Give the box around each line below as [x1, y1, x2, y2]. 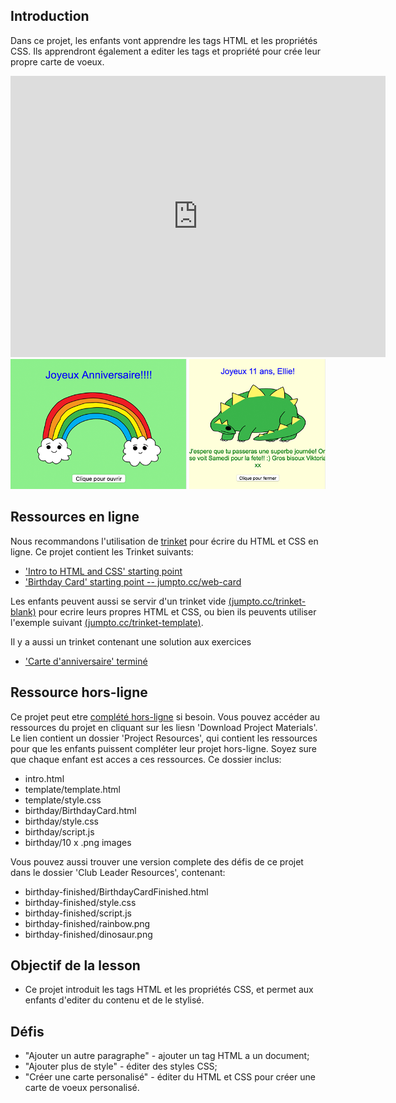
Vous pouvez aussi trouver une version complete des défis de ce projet [10, 855, 304, 868]
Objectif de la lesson [10, 957, 141, 974]
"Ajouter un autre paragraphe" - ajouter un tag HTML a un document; [24, 1050, 310, 1062]
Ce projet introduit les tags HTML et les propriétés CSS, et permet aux [24, 984, 314, 996]
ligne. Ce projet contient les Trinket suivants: [10, 545, 194, 558]
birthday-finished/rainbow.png [24, 917, 151, 929]
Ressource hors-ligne [10, 684, 148, 701]
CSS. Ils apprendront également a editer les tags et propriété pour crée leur [10, 45, 321, 57]
